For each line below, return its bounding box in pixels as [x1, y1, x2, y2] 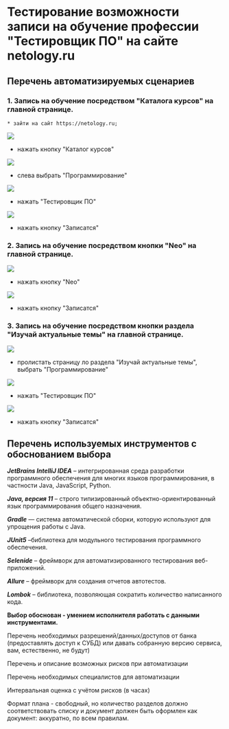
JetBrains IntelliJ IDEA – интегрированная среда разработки [7, 467, 184, 475]
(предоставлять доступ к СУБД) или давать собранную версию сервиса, [7, 639, 223, 647]
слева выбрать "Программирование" [16, 171, 128, 179]
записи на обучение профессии [7, 19, 200, 34]
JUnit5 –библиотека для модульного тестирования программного [7, 536, 201, 544]
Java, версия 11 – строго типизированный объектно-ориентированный [7, 495, 216, 503]
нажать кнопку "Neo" [16, 278, 80, 286]
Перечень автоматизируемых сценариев [7, 75, 195, 87]
